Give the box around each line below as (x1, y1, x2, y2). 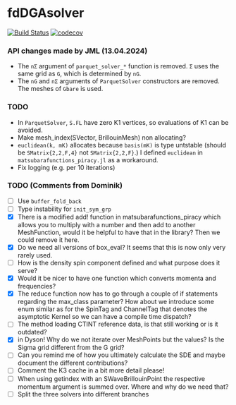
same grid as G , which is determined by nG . (17, 69, 142, 78)
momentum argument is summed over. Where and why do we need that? (17, 382, 229, 391)
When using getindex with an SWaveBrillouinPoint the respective (17, 374, 206, 382)
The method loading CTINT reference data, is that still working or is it (17, 320, 218, 329)
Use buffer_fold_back (17, 196, 82, 205)
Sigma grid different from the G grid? (17, 344, 125, 352)
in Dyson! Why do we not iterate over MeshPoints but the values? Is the (17, 335, 225, 344)
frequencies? (17, 282, 56, 291)
